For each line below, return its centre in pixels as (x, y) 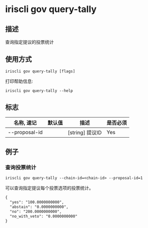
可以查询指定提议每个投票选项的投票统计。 (49, 188)
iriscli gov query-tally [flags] (40, 71)
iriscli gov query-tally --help (39, 91)
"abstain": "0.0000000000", (39, 207)
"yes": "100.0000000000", (37, 202)
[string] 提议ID (85, 133)
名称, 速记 (25, 123)
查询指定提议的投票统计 (29, 42)
